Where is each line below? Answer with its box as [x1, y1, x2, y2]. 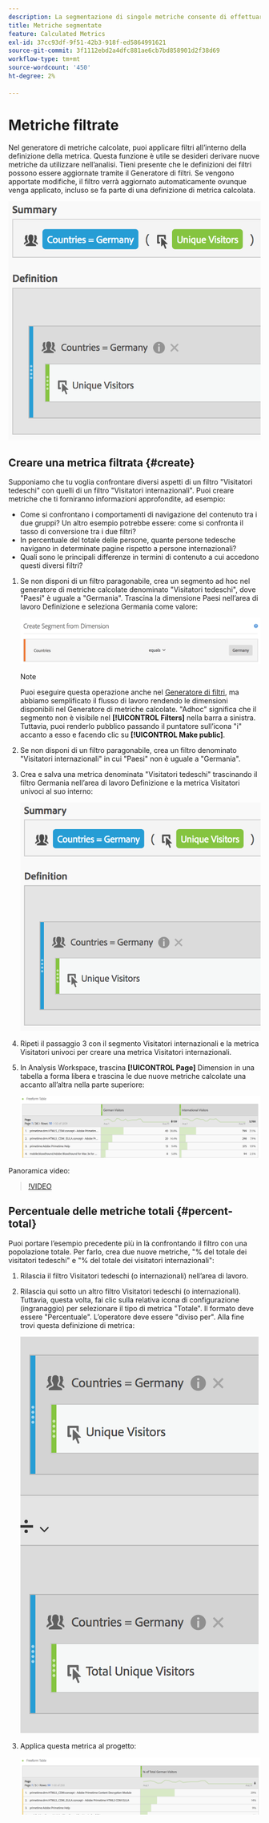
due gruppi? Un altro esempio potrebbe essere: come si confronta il [19, 518, 244, 528]
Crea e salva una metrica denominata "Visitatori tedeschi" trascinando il [19, 770, 258, 779]
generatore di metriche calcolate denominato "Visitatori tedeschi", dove [19, 585, 256, 594]
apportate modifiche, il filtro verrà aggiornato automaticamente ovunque [8, 176, 247, 186]
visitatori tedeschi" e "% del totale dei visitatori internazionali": [8, 1255, 215, 1265]
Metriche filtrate [8, 116, 119, 134]
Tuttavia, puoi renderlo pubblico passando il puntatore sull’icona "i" [19, 722, 243, 731]
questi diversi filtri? [19, 561, 83, 570]
